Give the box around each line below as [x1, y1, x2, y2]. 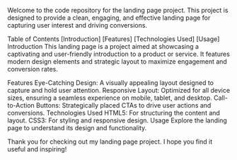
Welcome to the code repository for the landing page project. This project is [7, 6, 229, 14]
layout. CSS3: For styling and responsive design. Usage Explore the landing [7, 116, 228, 125]
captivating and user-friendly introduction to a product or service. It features [7, 50, 230, 58]
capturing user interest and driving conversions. [7, 21, 147, 29]
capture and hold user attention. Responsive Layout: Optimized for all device [7, 86, 231, 94]
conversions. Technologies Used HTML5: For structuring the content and [7, 109, 221, 117]
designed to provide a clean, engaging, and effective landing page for [7, 13, 211, 22]
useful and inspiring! [7, 145, 67, 153]
